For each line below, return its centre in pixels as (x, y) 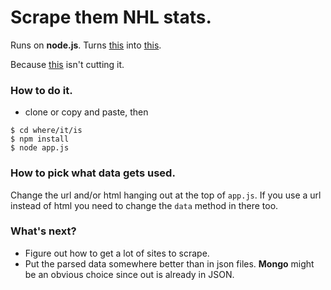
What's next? (43, 231)
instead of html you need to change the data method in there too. (144, 205)
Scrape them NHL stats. (111, 17)
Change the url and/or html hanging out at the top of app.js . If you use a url (166, 195)
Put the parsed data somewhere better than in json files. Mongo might (169, 263)
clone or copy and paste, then (86, 112)
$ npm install (40, 139)
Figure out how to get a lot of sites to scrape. (117, 253)
